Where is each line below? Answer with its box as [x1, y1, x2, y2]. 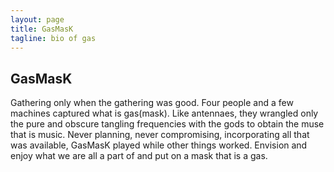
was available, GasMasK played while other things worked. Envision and [10, 139, 308, 151]
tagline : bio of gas [10, 33, 97, 43]
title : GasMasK [10, 24, 74, 34]
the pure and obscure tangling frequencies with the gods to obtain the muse [10, 118, 325, 130]
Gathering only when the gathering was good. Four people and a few [10, 97, 294, 109]
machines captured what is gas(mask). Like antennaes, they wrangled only [10, 107, 319, 120]
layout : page [10, 14, 65, 25]
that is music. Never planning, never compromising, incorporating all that [10, 129, 310, 141]
